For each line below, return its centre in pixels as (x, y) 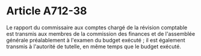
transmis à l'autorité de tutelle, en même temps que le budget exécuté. (94, 46)
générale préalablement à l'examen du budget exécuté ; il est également (96, 40)
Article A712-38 (47, 11)
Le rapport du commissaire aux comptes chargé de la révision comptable (97, 27)
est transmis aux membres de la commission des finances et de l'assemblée (101, 33)
